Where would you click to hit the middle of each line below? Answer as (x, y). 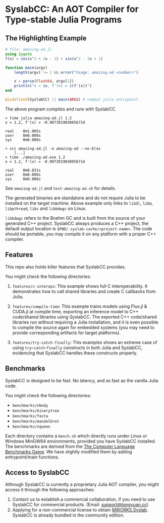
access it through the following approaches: (50, 490)
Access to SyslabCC (37, 473)
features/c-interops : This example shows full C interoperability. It (80, 286)
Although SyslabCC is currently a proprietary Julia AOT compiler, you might (82, 484)
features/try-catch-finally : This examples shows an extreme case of (85, 342)
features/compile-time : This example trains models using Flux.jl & (80, 306)
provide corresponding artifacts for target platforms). (66, 333)
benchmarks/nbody (30, 405)
